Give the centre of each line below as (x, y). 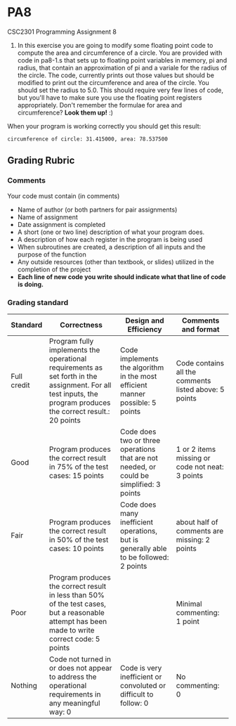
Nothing (24, 685)
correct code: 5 (74, 639)
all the (186, 372)
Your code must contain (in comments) (64, 196)
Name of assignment (48, 217)
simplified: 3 (140, 484)
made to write (72, 630)
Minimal (189, 604)
